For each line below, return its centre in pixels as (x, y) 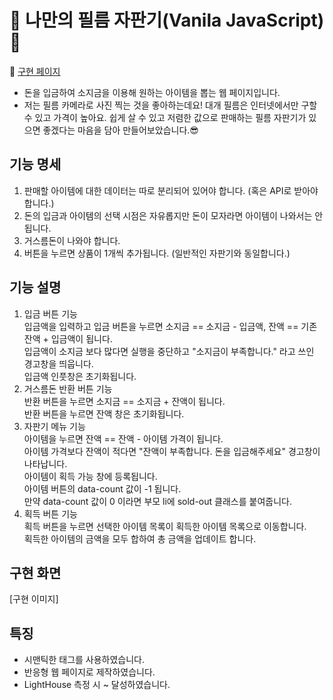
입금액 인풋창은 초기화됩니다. (80, 376)
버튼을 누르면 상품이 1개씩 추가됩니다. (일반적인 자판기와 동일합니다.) (157, 253)
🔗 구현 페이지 (35, 71)
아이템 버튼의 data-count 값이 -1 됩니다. (102, 488)
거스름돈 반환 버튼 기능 (68, 388)
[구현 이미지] (34, 599)
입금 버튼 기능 (50, 313)
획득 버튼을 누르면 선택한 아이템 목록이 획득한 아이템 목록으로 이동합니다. (165, 526)
